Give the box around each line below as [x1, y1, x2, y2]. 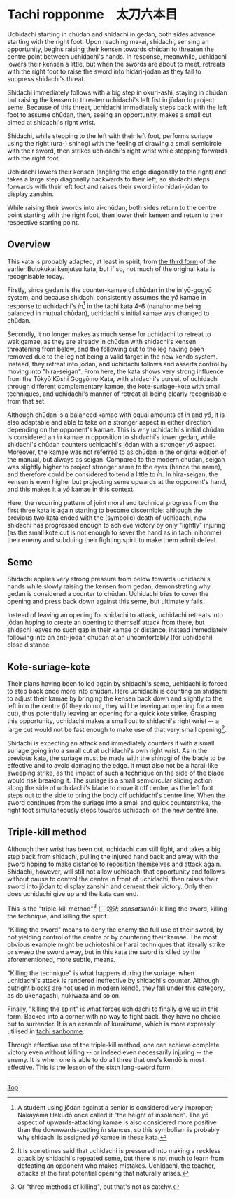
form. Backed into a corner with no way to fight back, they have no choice [7, 1012, 220, 1021]
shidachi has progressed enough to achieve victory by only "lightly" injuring [7, 521, 226, 530]
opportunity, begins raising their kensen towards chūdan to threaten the [7, 45, 215, 53]
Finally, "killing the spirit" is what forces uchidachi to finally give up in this [7, 1005, 219, 1013]
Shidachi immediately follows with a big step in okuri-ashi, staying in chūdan [7, 88, 227, 97]
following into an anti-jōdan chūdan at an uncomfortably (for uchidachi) [7, 633, 213, 642]
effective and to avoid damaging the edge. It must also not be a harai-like [7, 761, 218, 769]
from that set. [7, 397, 47, 406]
